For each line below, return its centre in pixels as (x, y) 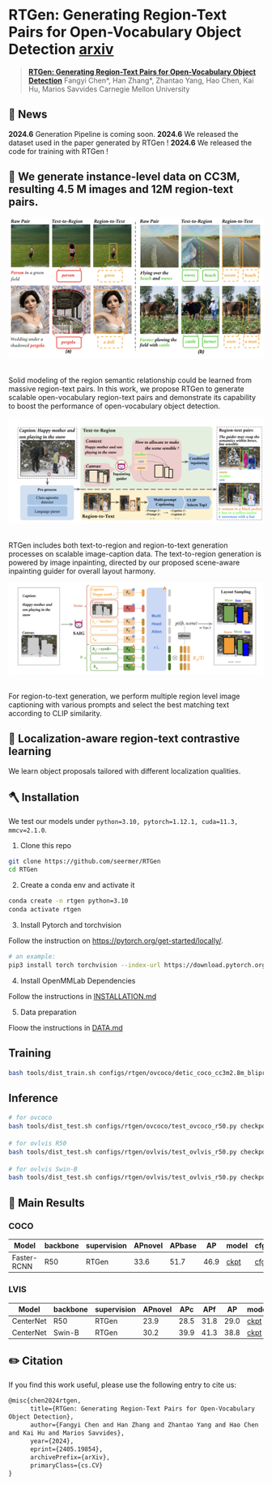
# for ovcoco (30, 1118)
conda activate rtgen (45, 910)
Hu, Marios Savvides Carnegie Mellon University (109, 89)
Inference (33, 1098)
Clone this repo (45, 845)
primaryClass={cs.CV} (66, 1465)
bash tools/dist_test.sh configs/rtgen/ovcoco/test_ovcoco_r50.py (123, 1127)
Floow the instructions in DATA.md (66, 1027)
